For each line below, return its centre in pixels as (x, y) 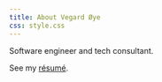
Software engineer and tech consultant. (81, 50)
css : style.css (37, 26)
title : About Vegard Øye (55, 17)
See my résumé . (39, 68)
